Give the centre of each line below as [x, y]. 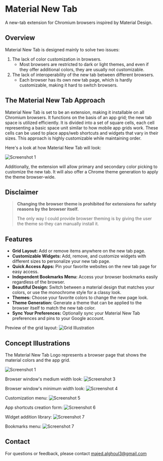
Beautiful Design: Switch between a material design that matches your [83, 287]
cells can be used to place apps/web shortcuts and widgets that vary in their [82, 133]
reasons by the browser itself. [48, 209]
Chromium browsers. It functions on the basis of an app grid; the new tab [79, 117]
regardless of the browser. [38, 282]
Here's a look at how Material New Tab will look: [53, 147]
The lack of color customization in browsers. [57, 59]
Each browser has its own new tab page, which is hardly [76, 80]
